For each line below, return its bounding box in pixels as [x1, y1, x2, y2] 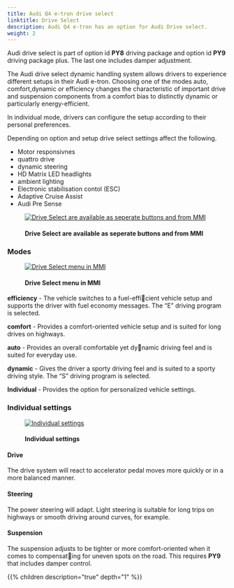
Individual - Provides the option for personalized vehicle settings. [7, 385, 196, 394]
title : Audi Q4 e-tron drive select [7, 10, 114, 17]
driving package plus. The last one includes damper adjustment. [7, 57, 192, 65]
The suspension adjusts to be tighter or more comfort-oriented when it [7, 544, 211, 552]
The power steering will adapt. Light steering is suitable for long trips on [7, 505, 214, 514]
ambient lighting [17, 178, 64, 186]
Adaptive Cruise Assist [17, 192, 83, 201]
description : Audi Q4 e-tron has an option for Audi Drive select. [7, 23, 208, 30]
